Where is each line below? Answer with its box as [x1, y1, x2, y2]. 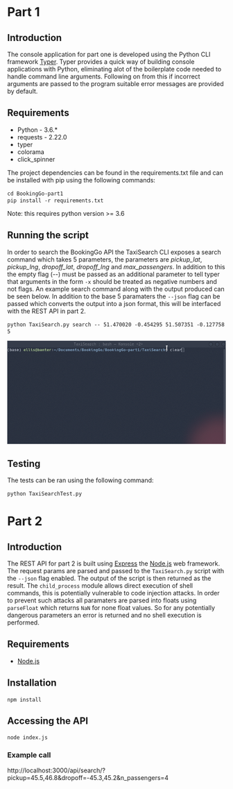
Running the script [7, 230, 89, 241]
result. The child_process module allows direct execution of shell [7, 582, 193, 590]
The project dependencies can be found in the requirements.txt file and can [7, 168, 223, 177]
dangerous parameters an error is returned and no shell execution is [7, 611, 202, 620]
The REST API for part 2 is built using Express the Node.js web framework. [7, 559, 221, 568]
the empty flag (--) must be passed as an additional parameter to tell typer [7, 270, 220, 278]
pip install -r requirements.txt [7, 197, 104, 204]
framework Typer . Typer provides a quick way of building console [7, 58, 195, 66]
